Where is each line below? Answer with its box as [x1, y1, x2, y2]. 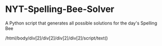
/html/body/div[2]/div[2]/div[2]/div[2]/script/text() [5, 35, 108, 41]
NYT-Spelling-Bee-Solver [5, 3, 114, 15]
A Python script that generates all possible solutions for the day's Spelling [5, 20, 157, 26]
